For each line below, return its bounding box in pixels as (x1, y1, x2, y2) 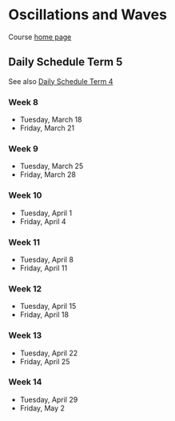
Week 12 (8, 283, 42, 294)
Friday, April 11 (19, 263, 68, 273)
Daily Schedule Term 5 (8, 55, 123, 69)
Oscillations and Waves (8, 6, 168, 24)
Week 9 (8, 142, 38, 154)
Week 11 (8, 236, 41, 247)
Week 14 (8, 376, 42, 387)
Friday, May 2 (19, 403, 66, 413)
